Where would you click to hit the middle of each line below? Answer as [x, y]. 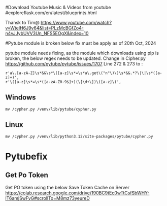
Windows [21, 98]
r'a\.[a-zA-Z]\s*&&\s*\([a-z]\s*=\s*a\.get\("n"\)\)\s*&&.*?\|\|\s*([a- [84, 73]
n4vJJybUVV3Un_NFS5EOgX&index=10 [47, 33]
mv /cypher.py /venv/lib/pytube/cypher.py [51, 109]
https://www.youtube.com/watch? [76, 23]
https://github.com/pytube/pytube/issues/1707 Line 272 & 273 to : [74, 64]
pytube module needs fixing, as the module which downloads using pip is [82, 53]
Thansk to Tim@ [22, 23]
